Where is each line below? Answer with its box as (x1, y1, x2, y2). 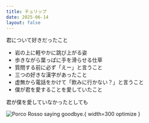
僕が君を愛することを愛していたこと (14, 86, 103, 93)
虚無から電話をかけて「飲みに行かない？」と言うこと (14, 79, 144, 86)
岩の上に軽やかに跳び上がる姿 (14, 49, 87, 56)
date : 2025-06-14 (6, 14, 49, 20)
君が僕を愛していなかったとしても (6, 99, 88, 106)
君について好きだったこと (6, 37, 68, 44)
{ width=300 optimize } (84, 111, 141, 118)
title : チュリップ (6, 8, 47, 15)
